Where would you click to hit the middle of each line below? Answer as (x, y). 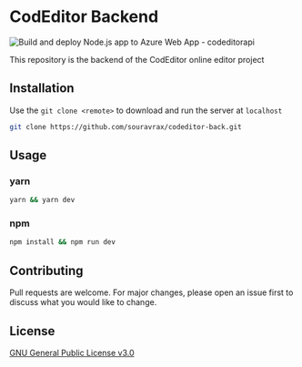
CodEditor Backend (84, 17)
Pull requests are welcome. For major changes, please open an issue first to (151, 292)
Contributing (46, 270)
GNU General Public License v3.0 (72, 352)
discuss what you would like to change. (83, 302)
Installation (42, 88)
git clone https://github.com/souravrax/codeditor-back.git (126, 127)
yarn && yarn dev (42, 200)
